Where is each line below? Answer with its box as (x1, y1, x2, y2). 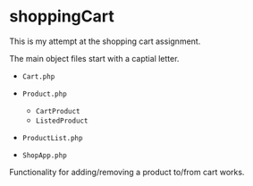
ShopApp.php (21, 150, 67, 160)
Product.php (21, 89, 67, 98)
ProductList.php (21, 133, 83, 142)
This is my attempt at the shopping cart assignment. (9, 36, 201, 46)
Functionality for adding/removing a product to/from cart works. (9, 166, 245, 177)
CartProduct (35, 106, 80, 115)
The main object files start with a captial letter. (9, 53, 180, 63)
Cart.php (21, 72, 55, 81)
